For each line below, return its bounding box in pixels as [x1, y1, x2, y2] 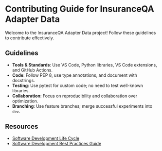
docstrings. [12, 77, 35, 83]
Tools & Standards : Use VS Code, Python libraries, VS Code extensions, [12, 62, 157, 67]
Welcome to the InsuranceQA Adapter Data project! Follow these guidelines [5, 30, 156, 35]
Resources [5, 122, 38, 131]
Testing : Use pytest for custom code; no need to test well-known [12, 83, 144, 88]
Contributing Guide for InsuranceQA [5, 3, 154, 15]
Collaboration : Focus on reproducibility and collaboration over [12, 93, 138, 99]
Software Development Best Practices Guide [12, 140, 102, 146]
